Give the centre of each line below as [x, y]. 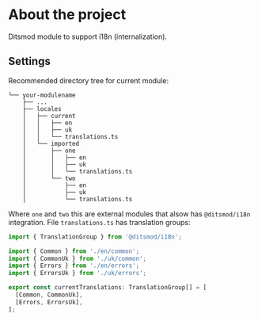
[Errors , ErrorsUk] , [49, 302]
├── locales [42, 109]
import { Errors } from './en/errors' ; [74, 266]
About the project [67, 15]
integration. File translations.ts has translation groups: [100, 222]
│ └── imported [51, 143]
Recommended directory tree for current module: [88, 80]
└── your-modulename [42, 95]
